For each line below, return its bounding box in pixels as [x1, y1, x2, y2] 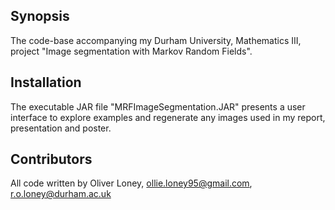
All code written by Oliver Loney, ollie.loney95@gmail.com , [10, 177, 253, 189]
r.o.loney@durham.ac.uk [10, 188, 112, 200]
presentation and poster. [10, 122, 112, 134]
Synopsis [10, 8, 70, 25]
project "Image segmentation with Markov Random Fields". [10, 45, 253, 57]
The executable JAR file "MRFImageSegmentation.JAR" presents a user [10, 100, 306, 113]
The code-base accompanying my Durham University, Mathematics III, [10, 34, 302, 46]
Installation [10, 74, 82, 91]
